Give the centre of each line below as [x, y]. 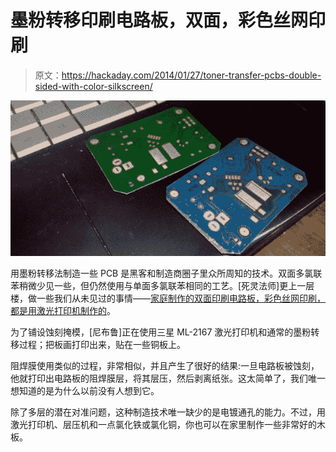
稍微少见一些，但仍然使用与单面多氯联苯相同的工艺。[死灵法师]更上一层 [166, 285]
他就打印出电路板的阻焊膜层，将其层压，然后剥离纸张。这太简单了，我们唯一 [168, 378]
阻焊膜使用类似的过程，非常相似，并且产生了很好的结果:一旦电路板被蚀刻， [165, 365]
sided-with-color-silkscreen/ [93, 86]
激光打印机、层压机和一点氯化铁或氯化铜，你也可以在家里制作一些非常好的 [163, 424]
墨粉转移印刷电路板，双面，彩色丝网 [159, 20]
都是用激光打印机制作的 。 [63, 310]
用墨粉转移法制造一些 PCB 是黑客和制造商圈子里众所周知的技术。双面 [153, 273]
